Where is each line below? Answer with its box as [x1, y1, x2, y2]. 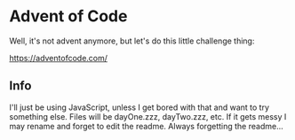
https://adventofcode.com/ [9, 52, 108, 63]
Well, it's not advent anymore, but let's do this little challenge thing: [9, 35, 255, 46]
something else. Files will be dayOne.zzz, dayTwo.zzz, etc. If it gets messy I [9, 111, 287, 121]
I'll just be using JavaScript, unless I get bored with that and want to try [9, 102, 269, 113]
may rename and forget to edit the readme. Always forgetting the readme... [9, 121, 283, 131]
